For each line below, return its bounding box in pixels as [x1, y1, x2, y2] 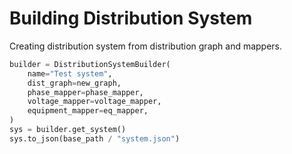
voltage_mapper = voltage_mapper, [27, 97, 162, 107]
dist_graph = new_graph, [27, 78, 122, 88]
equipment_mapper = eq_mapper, [27, 106, 149, 116]
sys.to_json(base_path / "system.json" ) [9, 133, 181, 144]
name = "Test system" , [27, 68, 113, 79]
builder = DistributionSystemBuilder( [9, 59, 171, 69]
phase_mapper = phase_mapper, [27, 87, 144, 97]
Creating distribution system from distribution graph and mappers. [9, 40, 283, 52]
